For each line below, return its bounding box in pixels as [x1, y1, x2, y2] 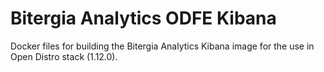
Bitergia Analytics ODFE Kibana [10, 7, 277, 30]
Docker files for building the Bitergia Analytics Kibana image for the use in [10, 40, 315, 52]
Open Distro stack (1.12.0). [10, 50, 118, 62]
